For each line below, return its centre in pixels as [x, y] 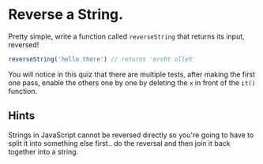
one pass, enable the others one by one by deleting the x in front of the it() [132, 82]
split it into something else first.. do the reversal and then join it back [119, 143]
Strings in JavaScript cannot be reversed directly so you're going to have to [131, 135]
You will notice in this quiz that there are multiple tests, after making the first [131, 74]
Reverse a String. [66, 15]
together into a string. [43, 151]
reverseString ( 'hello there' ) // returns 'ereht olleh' [102, 59]
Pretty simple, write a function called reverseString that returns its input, [126, 36]
